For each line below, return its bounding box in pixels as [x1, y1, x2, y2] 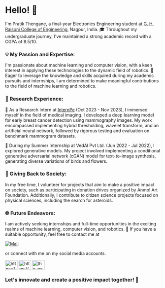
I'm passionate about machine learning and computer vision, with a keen [5, 62, 153, 68]
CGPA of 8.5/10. [5, 38, 37, 44]
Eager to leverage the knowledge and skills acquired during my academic [5, 72, 154, 78]
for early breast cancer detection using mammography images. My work [5, 117, 152, 123]
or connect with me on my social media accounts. [5, 251, 106, 256]
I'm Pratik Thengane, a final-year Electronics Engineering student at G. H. [5, 21, 154, 27]
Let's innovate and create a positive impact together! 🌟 [5, 276, 139, 283]
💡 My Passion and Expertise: [5, 51, 75, 58]
